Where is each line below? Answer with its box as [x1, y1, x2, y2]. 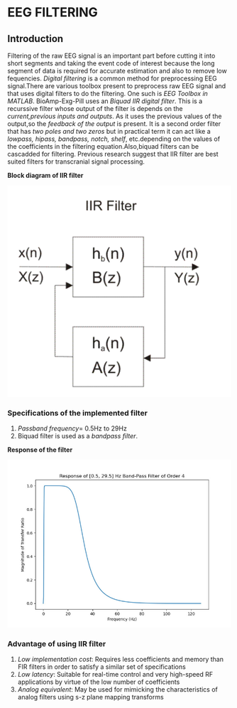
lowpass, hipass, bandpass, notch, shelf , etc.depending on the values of [7, 134, 221, 143]
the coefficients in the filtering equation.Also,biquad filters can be [7, 142, 199, 150]
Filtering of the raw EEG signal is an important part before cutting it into [7, 51, 216, 60]
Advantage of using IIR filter [7, 638, 106, 648]
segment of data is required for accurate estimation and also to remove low [7, 67, 227, 75]
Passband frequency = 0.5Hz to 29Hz [17, 424, 128, 433]
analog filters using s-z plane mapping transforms [17, 693, 165, 702]
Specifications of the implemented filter [7, 408, 148, 418]
